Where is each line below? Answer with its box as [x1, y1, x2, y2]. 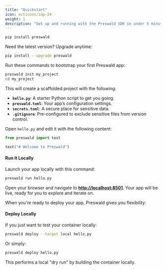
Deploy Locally [5, 211, 37, 217]
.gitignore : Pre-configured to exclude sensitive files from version [12, 111, 147, 117]
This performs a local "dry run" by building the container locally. [5, 259, 136, 265]
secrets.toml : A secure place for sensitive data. [12, 105, 110, 112]
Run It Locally [5, 155, 34, 161]
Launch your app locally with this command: [5, 166, 95, 172]
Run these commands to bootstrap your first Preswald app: [5, 63, 125, 68]
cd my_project [5, 76, 35, 81]
